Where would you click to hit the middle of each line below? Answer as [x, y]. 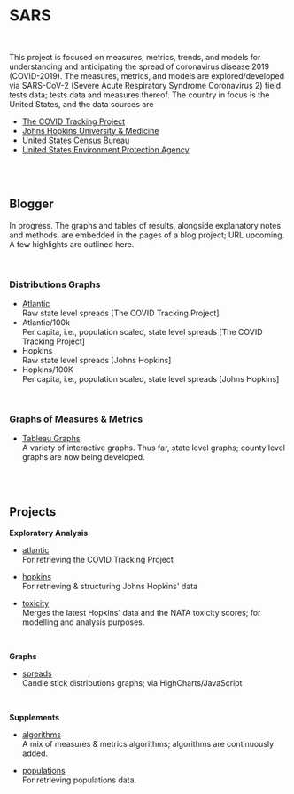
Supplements [35, 718]
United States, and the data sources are [81, 104]
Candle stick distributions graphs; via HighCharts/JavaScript [132, 683]
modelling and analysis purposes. [83, 622]
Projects [33, 512]
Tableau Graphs [51, 439]
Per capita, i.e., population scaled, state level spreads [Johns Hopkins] [151, 379]
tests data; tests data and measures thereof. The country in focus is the [139, 95]
